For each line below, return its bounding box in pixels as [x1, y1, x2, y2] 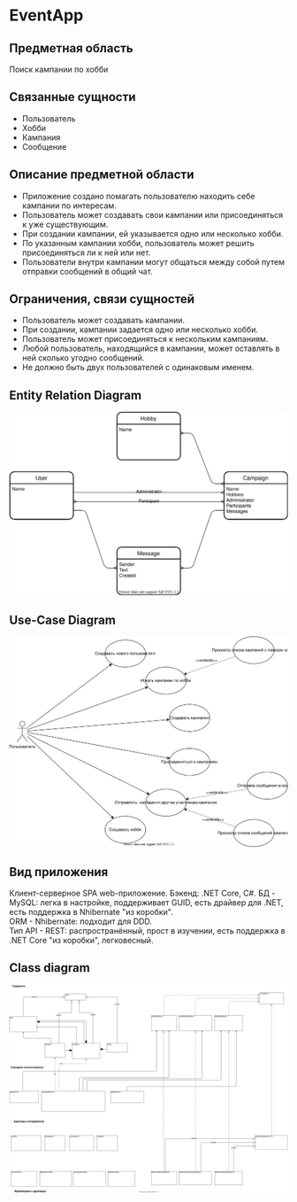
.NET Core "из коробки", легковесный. [9, 934, 154, 945]
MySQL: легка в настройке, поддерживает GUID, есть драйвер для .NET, [9, 896, 285, 908]
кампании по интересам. [21, 200, 117, 211]
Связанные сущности [9, 89, 136, 105]
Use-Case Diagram [9, 612, 117, 627]
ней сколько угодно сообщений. [21, 353, 145, 363]
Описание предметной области [9, 167, 194, 182]
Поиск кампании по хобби [9, 64, 109, 74]
